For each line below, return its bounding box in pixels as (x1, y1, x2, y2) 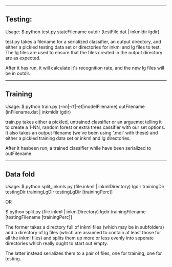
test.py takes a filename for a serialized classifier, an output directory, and (5, 38, 161, 44)
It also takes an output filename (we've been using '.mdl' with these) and (5, 129, 158, 136)
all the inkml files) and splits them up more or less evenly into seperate (5, 235, 154, 241)
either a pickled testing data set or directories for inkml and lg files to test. (5, 44, 161, 50)
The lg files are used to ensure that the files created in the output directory (5, 49, 163, 55)
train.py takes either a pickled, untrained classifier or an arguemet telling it (5, 119, 162, 125)
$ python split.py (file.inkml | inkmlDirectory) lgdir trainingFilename (5, 209, 146, 215)
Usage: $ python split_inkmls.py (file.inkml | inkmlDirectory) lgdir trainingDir (5, 184, 165, 190)
